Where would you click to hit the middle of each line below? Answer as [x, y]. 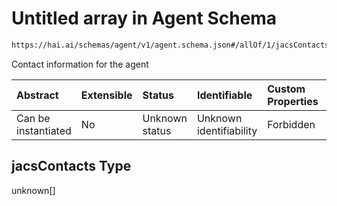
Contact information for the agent [80, 64]
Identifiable [224, 95]
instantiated [44, 130]
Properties [293, 101]
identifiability [227, 130]
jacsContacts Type [71, 166]
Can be [33, 118]
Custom [286, 89]
